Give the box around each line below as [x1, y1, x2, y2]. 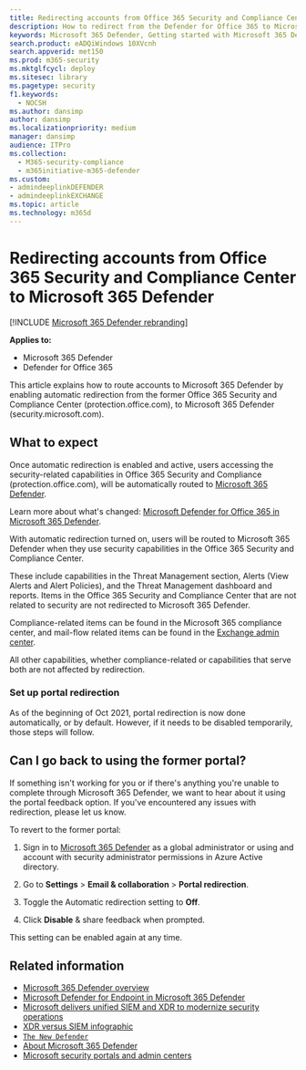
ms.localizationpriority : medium [9, 124, 137, 133]
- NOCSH [17, 98, 47, 108]
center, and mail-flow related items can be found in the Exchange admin [9, 627, 280, 638]
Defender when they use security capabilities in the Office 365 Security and [9, 543, 294, 554]
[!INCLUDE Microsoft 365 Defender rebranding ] [9, 317, 189, 327]
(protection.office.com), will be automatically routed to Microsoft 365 [9, 478, 269, 489]
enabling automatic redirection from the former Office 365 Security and [9, 389, 278, 400]
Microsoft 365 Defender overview [22, 982, 150, 993]
